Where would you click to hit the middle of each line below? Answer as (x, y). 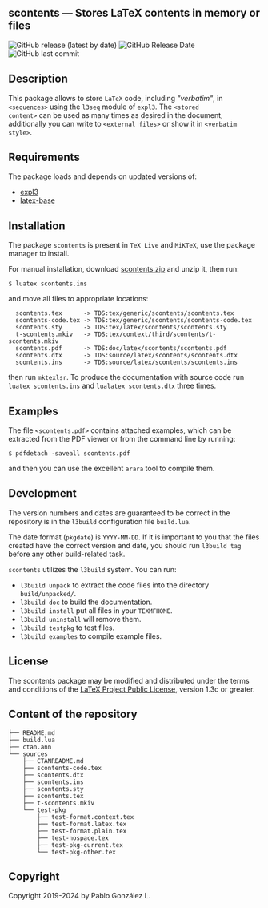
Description (38, 79)
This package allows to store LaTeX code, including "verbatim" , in (116, 98)
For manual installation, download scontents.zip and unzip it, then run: (124, 269)
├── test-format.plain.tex (82, 831)
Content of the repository (73, 714)
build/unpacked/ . (48, 593)
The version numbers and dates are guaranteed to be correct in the (119, 513)
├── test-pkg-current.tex (80, 845)
